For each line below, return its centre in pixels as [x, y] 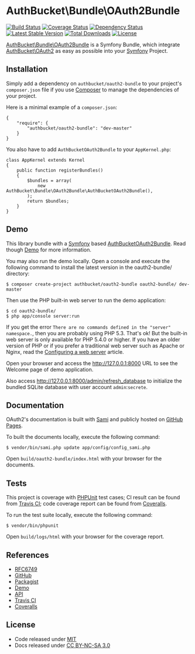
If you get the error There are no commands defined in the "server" [88, 327]
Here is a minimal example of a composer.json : [62, 107]
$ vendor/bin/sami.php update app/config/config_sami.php [78, 448]
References [28, 555]
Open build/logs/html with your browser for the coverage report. [85, 537]
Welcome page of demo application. [50, 369]
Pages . [14, 425]
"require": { [32, 123]
